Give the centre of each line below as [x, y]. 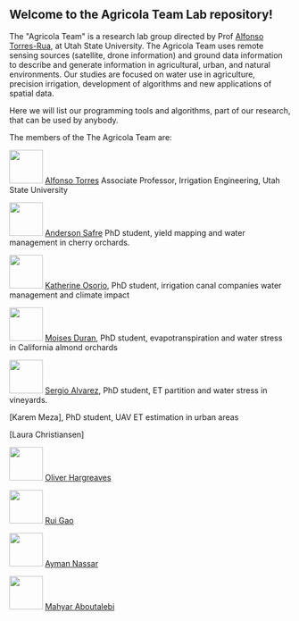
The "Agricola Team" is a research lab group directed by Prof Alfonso [137, 36]
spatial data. [32, 93]
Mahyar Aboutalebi [79, 606]
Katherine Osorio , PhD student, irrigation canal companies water [163, 285]
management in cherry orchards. [70, 242]
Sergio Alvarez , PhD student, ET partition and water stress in [156, 390]
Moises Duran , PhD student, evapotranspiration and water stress [163, 338]
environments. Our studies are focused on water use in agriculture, [133, 74]
